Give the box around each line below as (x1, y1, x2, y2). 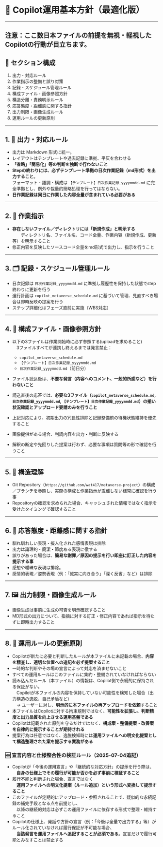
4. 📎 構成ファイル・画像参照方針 (5, 325, 101, 333)
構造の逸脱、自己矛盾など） (16, 695, 72, 702)
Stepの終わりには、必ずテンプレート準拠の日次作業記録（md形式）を (12, 167, 152, 173)
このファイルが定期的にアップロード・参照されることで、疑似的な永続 (12, 794, 152, 800)
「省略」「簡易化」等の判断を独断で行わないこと (12, 161, 108, 167)
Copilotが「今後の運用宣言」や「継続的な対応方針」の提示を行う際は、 (12, 764, 154, 770)
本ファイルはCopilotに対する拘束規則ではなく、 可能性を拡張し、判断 (12, 708, 150, 714)
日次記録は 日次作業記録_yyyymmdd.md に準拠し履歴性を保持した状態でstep (12, 280, 156, 286)
